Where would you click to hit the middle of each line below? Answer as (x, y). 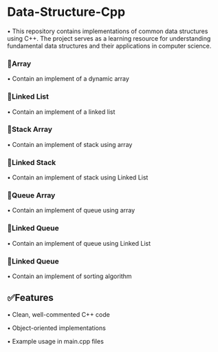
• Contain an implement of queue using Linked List (79, 243)
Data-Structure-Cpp (66, 12)
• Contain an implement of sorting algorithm (69, 276)
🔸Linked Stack (32, 162)
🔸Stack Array (30, 130)
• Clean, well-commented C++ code (58, 314)
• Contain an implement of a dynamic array (68, 79)
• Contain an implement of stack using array (70, 144)
